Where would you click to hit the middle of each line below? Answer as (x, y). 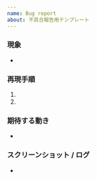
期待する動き (28, 121)
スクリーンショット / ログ (48, 155)
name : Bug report (32, 13)
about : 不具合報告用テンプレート (48, 20)
